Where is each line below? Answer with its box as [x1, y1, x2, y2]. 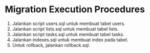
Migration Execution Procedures [5, 4, 145, 15]
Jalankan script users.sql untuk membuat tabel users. [12, 20, 126, 26]
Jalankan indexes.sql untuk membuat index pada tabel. [12, 37, 128, 43]
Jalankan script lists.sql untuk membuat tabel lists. [12, 25, 119, 32]
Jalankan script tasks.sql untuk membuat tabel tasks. [12, 31, 125, 37]
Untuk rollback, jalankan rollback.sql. [12, 42, 90, 48]
